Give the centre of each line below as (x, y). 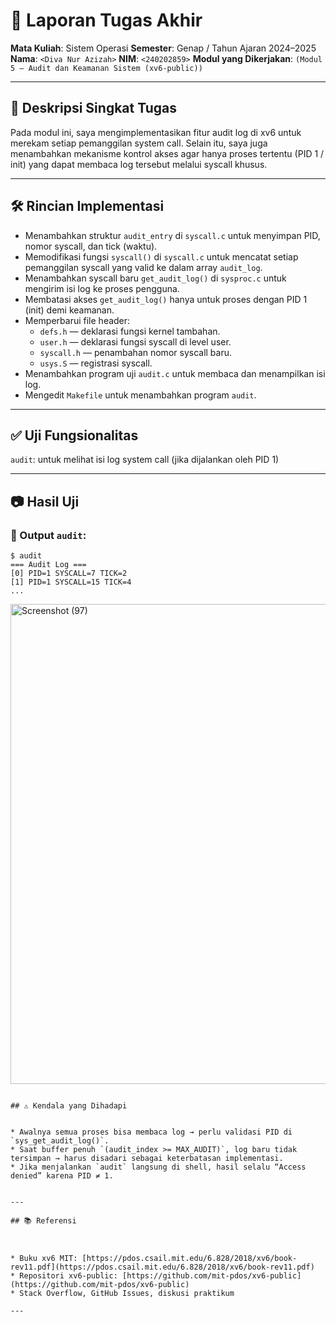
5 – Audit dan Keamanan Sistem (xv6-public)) (106, 68)
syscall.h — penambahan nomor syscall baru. (136, 352)
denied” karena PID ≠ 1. (62, 1176)
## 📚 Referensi (43, 1221)
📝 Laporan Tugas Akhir (106, 20)
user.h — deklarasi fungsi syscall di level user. (135, 341)
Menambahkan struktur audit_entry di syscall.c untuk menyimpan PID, (172, 235)
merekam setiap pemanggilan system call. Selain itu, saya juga (139, 143)
